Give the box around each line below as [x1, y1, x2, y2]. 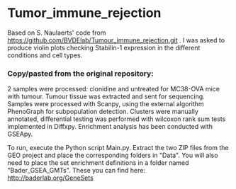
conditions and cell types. [7, 51, 83, 59]
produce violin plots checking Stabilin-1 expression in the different [7, 43, 201, 52]
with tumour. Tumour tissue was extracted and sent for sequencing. [7, 92, 206, 101]
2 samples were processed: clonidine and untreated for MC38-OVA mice [7, 85, 220, 93]
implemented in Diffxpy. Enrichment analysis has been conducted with [7, 122, 213, 131]
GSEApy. [7, 130, 33, 139]
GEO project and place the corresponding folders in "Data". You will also [7, 151, 218, 160]
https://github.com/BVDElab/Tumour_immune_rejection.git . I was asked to [7, 35, 225, 44]
